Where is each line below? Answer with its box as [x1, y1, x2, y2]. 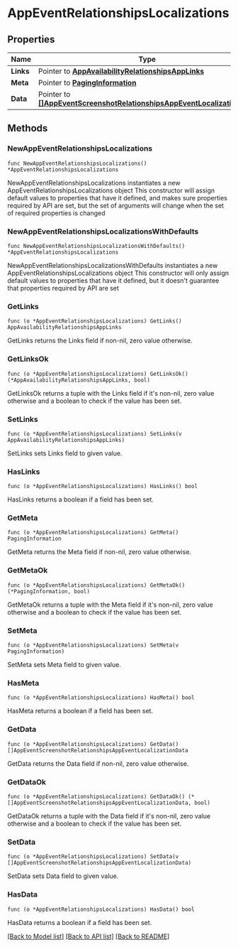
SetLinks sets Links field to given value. [7, 449, 123, 458]
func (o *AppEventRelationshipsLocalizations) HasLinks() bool [7, 483, 198, 490]
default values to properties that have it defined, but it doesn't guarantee [7, 276, 220, 285]
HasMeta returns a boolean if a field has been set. [7, 707, 154, 715]
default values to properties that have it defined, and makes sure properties [7, 193, 228, 202]
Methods [7, 122, 48, 134]
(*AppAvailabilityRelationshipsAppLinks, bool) [7, 377, 151, 384]
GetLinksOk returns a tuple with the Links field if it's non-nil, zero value [7, 389, 215, 397]
